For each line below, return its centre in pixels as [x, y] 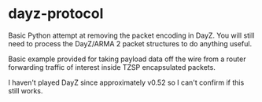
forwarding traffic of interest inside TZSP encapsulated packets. [112, 67]
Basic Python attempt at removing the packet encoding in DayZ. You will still [131, 35]
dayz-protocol [56, 14]
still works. [26, 90]
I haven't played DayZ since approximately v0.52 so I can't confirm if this [126, 82]
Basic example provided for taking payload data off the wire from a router [127, 59]
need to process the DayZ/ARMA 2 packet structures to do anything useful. [130, 43]
